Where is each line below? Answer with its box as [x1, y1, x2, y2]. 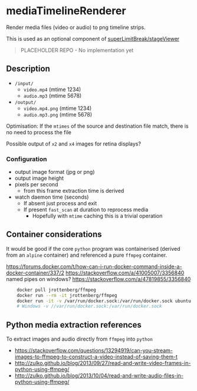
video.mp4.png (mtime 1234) [23, 105, 92, 112]
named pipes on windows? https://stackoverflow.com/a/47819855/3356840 [6, 275, 191, 282]
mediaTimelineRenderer [6, 4, 126, 18]
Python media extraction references [6, 319, 142, 329]
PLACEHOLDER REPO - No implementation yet [20, 46, 134, 54]
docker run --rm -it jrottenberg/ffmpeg [17, 292, 117, 298]
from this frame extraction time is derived [23, 188, 124, 195]
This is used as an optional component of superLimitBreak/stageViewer [6, 35, 180, 42]
